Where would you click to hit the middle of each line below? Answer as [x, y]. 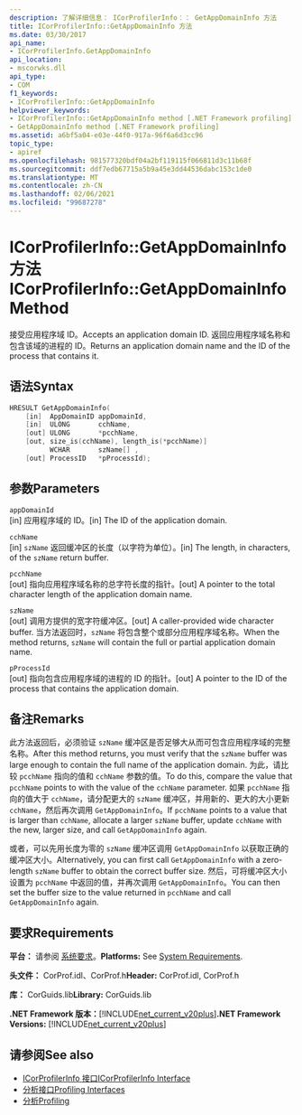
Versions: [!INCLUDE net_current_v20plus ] [88, 1024]
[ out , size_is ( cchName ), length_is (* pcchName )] [116, 442]
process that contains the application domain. [94, 689]
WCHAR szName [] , [94, 450]
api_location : [36, 60]
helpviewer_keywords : [50, 110]
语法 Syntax [41, 386]
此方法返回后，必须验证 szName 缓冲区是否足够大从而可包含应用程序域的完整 [150, 743]
